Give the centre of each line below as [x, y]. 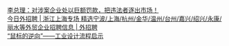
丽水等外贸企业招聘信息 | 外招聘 [53, 27]
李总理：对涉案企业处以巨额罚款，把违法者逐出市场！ [83, 10]
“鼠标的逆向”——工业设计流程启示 [55, 36]
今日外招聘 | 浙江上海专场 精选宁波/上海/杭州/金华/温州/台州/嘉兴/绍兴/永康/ [114, 19]
